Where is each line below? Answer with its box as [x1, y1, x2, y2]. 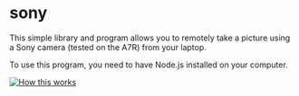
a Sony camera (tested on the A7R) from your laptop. [9, 41, 207, 52]
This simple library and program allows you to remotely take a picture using [9, 32, 291, 43]
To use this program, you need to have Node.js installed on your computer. [9, 59, 288, 70]
